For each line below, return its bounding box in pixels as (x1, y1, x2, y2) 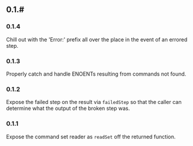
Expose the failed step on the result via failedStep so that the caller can (6, 99, 182, 106)
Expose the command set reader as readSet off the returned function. (6, 133, 176, 140)
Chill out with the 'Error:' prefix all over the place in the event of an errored (6, 35, 188, 43)
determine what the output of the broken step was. (6, 105, 130, 112)
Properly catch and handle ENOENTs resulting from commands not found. (6, 70, 186, 77)
